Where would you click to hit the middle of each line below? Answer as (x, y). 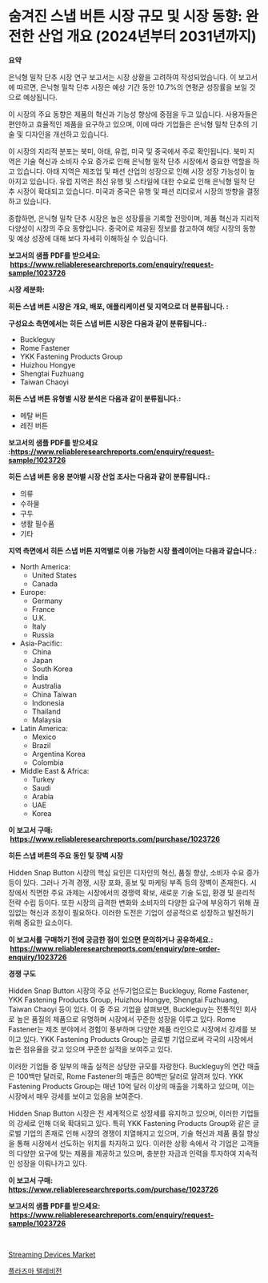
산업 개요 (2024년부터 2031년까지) (147, 36)
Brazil (41, 745)
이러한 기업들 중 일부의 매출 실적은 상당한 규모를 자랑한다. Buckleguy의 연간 (127, 1066)
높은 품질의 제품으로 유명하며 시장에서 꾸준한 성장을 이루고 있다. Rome (126, 1019)
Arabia (43, 796)
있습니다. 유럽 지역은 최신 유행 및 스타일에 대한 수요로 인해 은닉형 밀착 (138, 181)
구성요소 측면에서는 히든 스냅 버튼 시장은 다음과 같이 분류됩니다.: (108, 323)
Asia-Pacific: (41, 643)
